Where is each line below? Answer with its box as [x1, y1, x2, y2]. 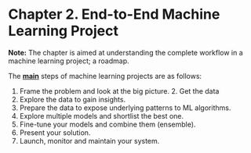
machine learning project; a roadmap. [8, 56, 129, 66]
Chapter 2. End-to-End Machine [8, 5, 220, 23]
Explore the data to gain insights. [19, 94, 126, 104]
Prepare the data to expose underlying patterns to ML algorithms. [19, 103, 231, 112]
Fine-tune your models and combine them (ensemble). [19, 119, 196, 129]
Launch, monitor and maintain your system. [19, 136, 160, 145]
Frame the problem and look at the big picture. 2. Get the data [19, 86, 220, 95]
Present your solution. [19, 127, 91, 137]
